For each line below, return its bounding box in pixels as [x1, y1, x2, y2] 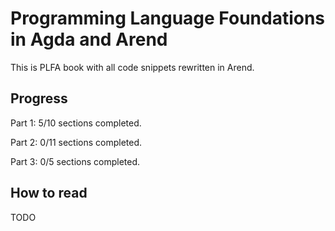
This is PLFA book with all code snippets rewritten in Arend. [10, 61, 255, 73]
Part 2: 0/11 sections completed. [10, 136, 143, 148]
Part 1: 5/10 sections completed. [10, 117, 142, 129]
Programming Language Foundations [10, 7, 326, 30]
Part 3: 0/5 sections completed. [10, 155, 141, 167]
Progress [10, 90, 68, 107]
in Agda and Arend [10, 28, 168, 51]
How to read [10, 185, 88, 202]
